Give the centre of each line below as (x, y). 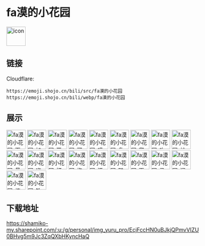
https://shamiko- (27, 223)
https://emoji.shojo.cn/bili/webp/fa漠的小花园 (66, 98)
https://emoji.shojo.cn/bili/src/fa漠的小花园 (64, 91)
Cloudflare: (20, 79)
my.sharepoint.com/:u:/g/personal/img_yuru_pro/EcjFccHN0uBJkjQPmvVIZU (103, 230)
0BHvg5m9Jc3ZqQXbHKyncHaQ (48, 236)
